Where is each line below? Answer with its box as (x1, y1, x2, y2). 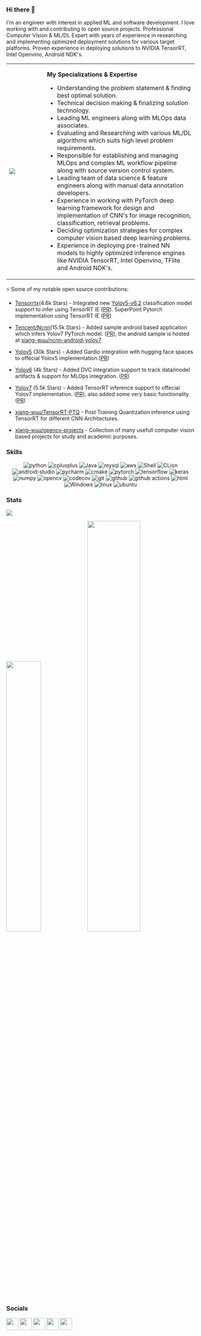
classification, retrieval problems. (56, 219, 150, 227)
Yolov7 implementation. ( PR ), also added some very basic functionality (14, 391, 190, 398)
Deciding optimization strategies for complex (56, 226, 184, 235)
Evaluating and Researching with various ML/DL (56, 129, 191, 137)
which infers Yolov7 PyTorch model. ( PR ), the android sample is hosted (14, 330, 190, 338)
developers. (56, 189, 91, 197)
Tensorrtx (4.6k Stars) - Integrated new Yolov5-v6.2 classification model (14, 299, 193, 307)
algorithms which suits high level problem (56, 136, 173, 145)
